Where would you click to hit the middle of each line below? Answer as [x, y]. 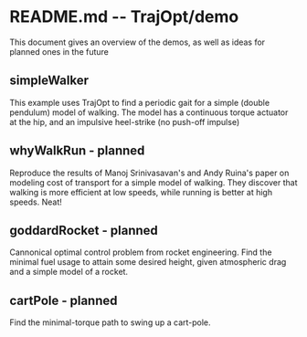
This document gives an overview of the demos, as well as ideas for [138, 42]
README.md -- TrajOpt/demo [124, 17]
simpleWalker [49, 81]
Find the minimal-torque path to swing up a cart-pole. [111, 322]
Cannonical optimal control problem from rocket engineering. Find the [141, 252]
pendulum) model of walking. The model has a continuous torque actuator [149, 112]
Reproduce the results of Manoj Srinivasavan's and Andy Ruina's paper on [149, 173]
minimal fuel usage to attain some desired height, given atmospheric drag [148, 262]
